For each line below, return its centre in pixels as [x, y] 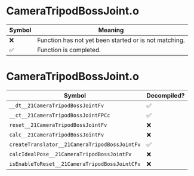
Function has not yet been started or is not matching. [111, 40]
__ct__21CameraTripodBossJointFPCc [60, 115]
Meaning [111, 30]
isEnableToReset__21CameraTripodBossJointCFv [75, 164]
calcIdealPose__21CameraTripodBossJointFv [70, 154]
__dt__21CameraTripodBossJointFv [57, 105]
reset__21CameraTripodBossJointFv [58, 125]
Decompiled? [165, 95]
